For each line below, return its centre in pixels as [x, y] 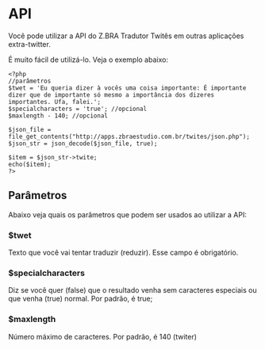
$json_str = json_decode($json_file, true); [83, 144]
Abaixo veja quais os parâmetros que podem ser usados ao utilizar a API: [128, 214]
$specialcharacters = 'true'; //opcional [78, 109]
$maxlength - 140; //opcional [58, 116]
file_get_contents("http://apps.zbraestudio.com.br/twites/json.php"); [129, 136]
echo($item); [30, 164]
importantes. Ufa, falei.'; [55, 102]
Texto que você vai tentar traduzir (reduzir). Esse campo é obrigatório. [123, 253]
